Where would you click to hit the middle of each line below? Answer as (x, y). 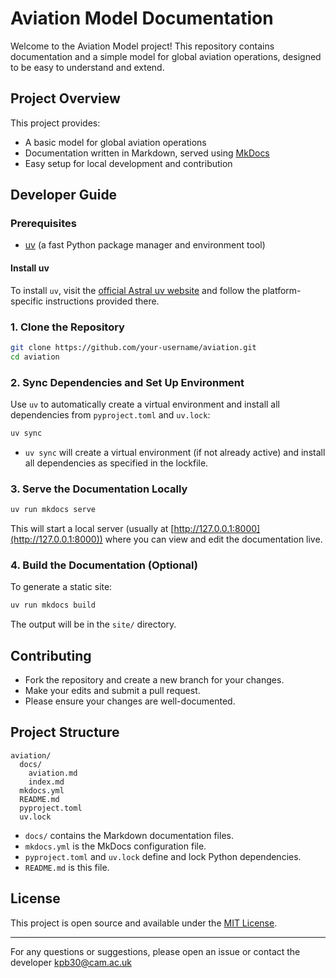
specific (27, 301)
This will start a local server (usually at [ (92, 529)
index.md (46, 782)
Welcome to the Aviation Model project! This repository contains (142, 46)
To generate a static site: (61, 587)
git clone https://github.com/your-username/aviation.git (133, 347)
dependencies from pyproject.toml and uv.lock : (110, 414)
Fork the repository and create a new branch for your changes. (154, 680)
